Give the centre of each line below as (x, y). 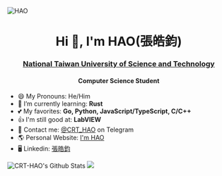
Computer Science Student (119, 80)
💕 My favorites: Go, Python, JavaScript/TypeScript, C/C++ (104, 111)
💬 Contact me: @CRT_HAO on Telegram (76, 130)
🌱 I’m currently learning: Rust (60, 104)
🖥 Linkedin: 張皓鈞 (44, 149)
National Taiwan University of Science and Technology (119, 64)
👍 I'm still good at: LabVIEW (59, 120)
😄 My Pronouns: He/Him (54, 96)
